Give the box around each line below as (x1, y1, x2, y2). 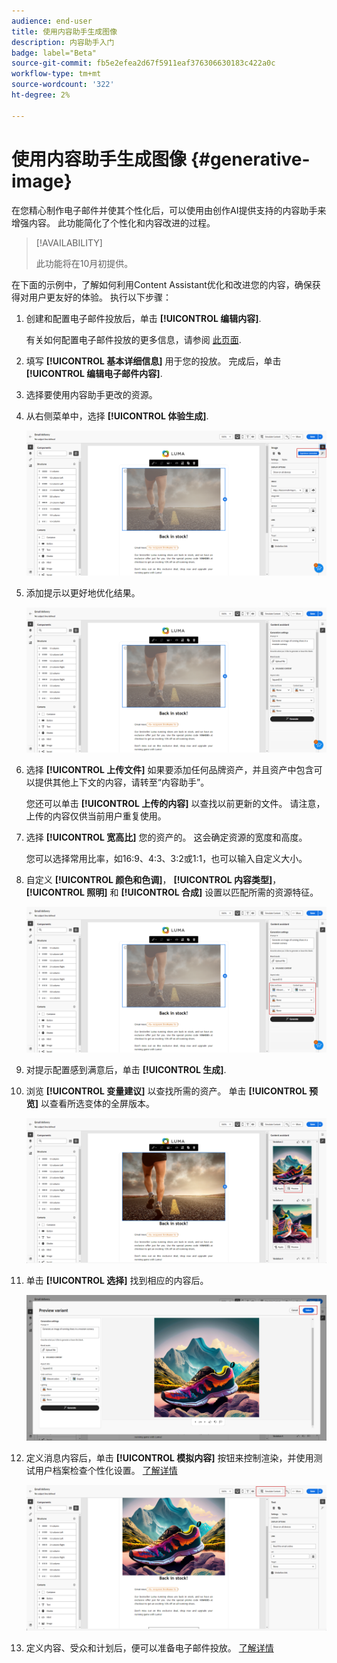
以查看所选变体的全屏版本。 (40, 1097, 156, 1109)
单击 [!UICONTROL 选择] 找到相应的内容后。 (25, 1275, 209, 1287)
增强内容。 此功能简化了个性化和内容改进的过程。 (11, 216, 216, 229)
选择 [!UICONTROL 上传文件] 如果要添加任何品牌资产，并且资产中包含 (25, 764, 314, 776)
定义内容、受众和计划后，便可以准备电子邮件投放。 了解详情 (25, 1641, 274, 1654)
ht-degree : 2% (11, 90, 71, 100)
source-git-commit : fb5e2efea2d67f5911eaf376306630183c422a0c (11, 58, 276, 69)
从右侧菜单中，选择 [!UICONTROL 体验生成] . (25, 410, 209, 422)
